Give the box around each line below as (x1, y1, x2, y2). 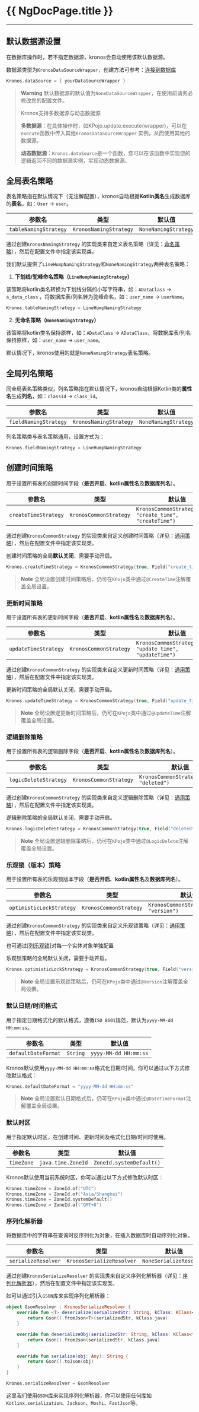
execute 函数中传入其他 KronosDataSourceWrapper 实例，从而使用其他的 (20, 129, 191, 137)
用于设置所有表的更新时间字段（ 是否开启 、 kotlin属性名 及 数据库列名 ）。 (6, 613, 179, 621)
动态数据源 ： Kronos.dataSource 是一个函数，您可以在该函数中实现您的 (20, 150, 191, 157)
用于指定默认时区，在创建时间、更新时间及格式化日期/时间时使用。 (6, 1133, 169, 1140)
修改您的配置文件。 (20, 97, 68, 104)
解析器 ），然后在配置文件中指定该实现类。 (16, 1280, 118, 1287)
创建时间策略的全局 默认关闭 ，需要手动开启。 (6, 552, 115, 559)
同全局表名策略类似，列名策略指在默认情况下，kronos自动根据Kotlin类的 (6, 385, 182, 392)
